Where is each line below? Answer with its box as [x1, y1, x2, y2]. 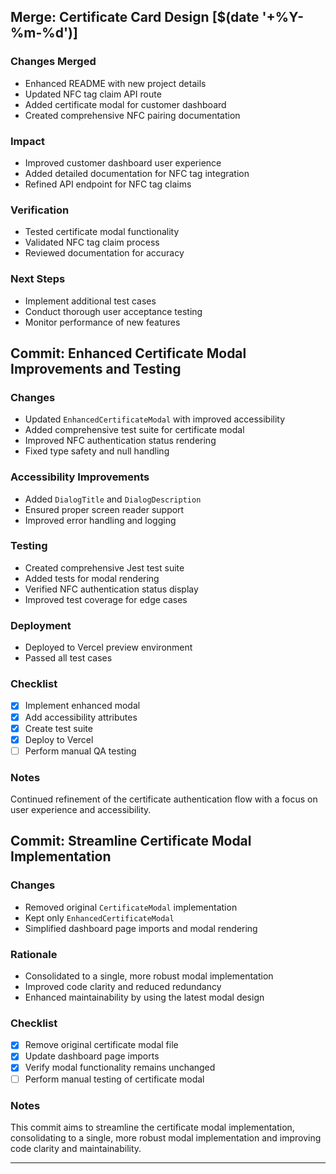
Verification [10, 203, 70, 217]
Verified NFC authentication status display [24, 583, 199, 595]
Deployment [10, 618, 72, 632]
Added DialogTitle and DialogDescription [24, 493, 202, 505]
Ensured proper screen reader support [24, 503, 185, 515]
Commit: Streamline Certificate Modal [10, 833, 252, 850]
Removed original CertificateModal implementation [24, 901, 238, 913]
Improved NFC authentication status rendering [24, 435, 217, 447]
